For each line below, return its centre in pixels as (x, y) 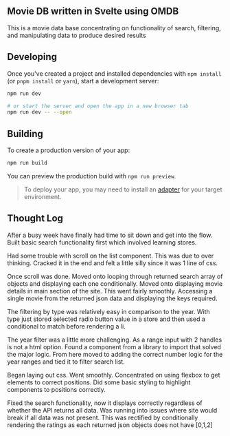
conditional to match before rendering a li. (66, 326)
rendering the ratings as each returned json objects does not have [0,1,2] (110, 425)
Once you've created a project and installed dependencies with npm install (114, 73)
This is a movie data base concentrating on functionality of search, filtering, (114, 28)
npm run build (27, 163)
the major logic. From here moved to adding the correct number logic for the (115, 354)
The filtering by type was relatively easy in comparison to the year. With (109, 311)
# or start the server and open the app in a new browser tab (98, 106)
